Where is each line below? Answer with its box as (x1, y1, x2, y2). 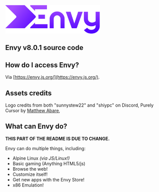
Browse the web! (12, 166, 48, 172)
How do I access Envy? (5, 61, 79, 69)
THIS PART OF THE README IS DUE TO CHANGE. (5, 135, 110, 141)
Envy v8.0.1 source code (5, 43, 84, 52)
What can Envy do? (5, 122, 68, 131)
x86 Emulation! (12, 182, 44, 188)
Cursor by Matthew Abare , (5, 108, 61, 114)
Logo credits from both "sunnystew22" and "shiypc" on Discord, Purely (5, 102, 154, 108)
